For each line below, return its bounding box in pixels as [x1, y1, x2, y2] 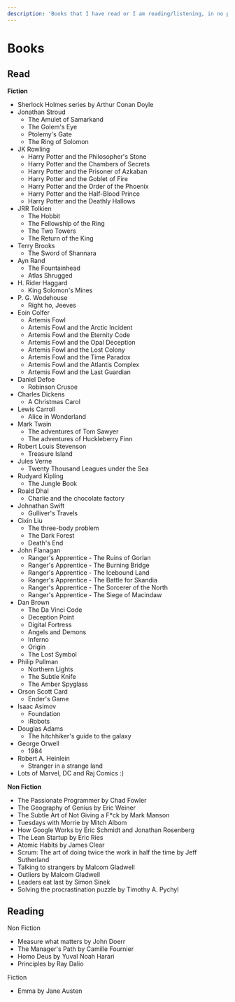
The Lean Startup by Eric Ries [17, 833, 104, 841]
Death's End [27, 538, 64, 547]
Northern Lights [27, 665, 73, 673]
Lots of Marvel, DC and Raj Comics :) [17, 768, 124, 777]
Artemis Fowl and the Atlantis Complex [27, 360, 140, 368]
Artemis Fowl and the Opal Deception [27, 338, 136, 346]
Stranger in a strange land [27, 761, 104, 770]
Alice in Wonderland [27, 412, 86, 420]
